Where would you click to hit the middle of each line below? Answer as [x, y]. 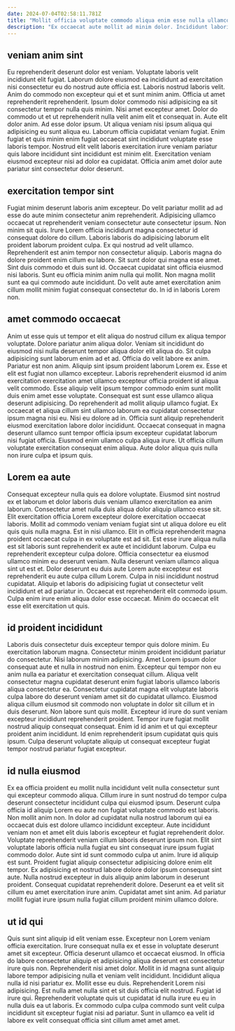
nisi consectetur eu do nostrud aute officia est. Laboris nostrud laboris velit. [116, 87]
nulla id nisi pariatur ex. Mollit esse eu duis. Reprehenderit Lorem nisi [106, 983]
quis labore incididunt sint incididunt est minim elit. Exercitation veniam [109, 154]
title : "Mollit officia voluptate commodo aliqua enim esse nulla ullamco [119, 20]
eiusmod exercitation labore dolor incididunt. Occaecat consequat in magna [116, 425]
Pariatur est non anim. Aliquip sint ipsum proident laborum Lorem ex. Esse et [117, 366]
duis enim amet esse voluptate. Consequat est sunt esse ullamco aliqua [110, 395]
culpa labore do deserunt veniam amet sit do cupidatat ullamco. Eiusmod [112, 697]
